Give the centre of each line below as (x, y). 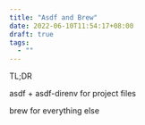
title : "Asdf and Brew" (54, 17)
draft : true (31, 34)
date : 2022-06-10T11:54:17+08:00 (72, 26)
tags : (19, 42)
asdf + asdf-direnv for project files (73, 94)
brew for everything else (55, 111)
